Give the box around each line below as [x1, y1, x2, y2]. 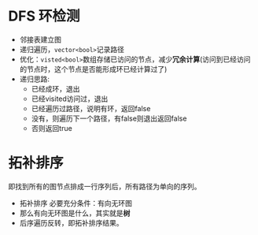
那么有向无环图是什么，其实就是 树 [19, 208, 131, 218]
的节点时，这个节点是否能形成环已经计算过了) [19, 64, 168, 73]
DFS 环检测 [8, 7, 80, 25]
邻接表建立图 [19, 35, 61, 44]
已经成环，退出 [31, 84, 80, 93]
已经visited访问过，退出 [31, 94, 109, 103]
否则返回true [31, 123, 72, 132]
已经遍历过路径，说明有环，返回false [31, 103, 151, 113]
